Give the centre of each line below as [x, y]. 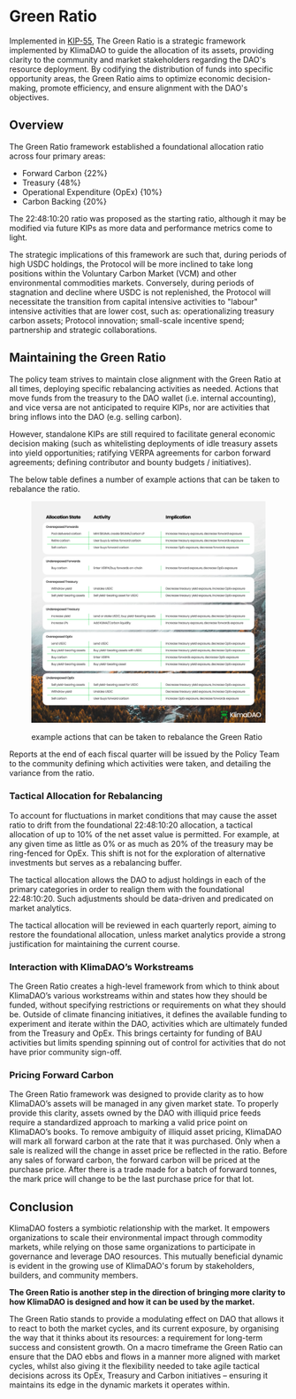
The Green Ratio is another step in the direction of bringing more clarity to [147, 1293]
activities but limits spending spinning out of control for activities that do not [148, 1042]
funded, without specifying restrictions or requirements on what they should [148, 1005]
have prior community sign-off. [65, 1052]
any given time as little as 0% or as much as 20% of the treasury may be [141, 843]
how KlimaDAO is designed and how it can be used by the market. [132, 1302]
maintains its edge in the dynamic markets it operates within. [120, 1385]
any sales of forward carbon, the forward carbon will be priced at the [135, 1160]
